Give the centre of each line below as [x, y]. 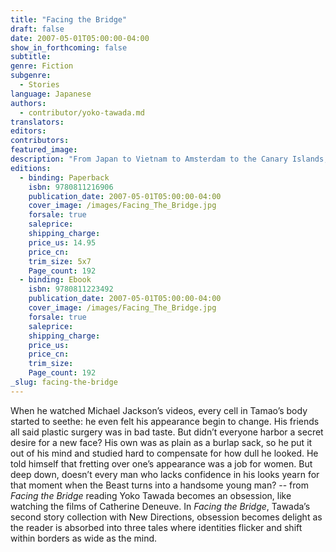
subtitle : [31, 57]
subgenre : [31, 76]
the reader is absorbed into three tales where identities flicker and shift [156, 527]
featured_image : [44, 150]
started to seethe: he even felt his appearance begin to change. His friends [165, 421]
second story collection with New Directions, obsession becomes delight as [166, 517]
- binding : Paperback [64, 177]
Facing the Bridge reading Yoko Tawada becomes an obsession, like [151, 495]
